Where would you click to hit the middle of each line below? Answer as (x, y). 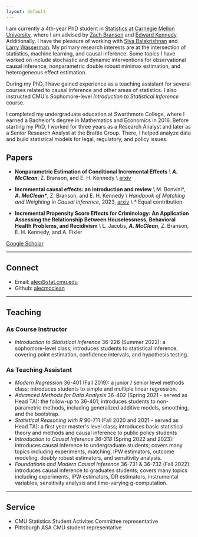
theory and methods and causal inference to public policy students (96, 433)
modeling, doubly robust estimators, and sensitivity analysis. (88, 458)
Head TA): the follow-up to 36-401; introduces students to (85, 401)
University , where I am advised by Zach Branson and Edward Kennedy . (92, 35)
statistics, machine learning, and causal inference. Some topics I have (91, 53)
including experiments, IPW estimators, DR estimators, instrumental (96, 477)
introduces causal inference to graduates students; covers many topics (101, 470)
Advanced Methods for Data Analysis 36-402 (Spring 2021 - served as (101, 395)
